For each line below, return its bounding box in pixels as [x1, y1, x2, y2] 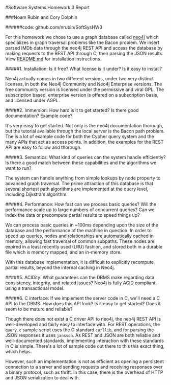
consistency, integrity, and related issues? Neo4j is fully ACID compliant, [5, 280, 157, 286]
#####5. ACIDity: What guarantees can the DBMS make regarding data [5, 275, 155, 280]
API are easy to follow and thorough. [5, 144, 82, 150]
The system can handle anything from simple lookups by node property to [5, 175, 161, 181]
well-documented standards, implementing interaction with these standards [5, 337, 164, 344]
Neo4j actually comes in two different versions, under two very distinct [5, 76, 154, 81]
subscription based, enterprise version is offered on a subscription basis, [5, 92, 159, 98]
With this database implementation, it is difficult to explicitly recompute [5, 259, 154, 265]
